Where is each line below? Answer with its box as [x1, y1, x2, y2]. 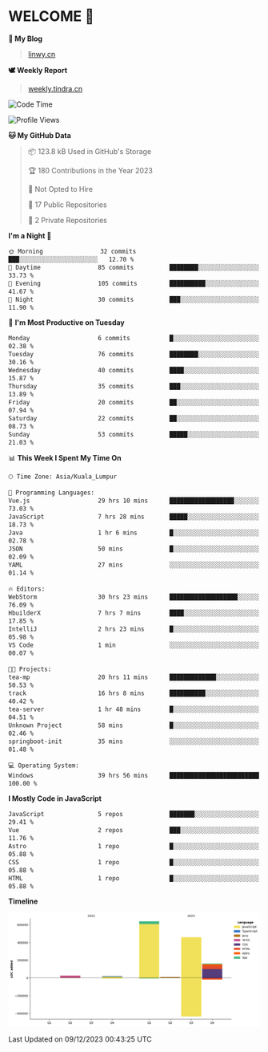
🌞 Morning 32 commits [8, 247, 137, 255]
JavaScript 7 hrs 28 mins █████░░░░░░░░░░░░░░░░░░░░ [8, 513, 260, 521]
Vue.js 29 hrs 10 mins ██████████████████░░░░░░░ [8, 497, 260, 505]
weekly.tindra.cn [27, 83, 83, 93]
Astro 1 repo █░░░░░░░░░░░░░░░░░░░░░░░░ [8, 842, 260, 850]
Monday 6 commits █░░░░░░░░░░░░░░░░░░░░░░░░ [8, 334, 260, 342]
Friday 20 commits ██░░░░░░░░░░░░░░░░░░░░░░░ [8, 398, 260, 406]
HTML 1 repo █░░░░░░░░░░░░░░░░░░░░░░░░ [8, 874, 260, 882]
